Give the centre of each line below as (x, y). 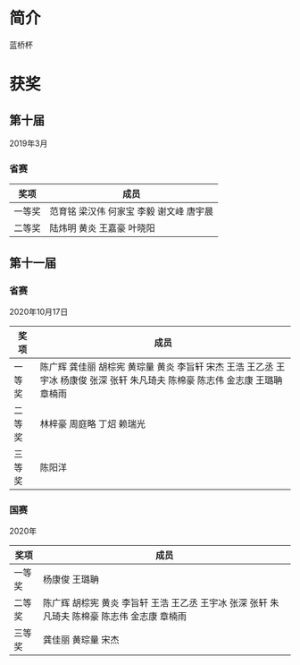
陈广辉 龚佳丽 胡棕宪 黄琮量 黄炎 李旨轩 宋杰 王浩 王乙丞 (157, 366)
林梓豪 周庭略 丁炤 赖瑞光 (92, 423)
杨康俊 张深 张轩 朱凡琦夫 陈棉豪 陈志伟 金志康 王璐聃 (171, 379)
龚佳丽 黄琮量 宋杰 (81, 640)
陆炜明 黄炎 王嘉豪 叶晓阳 (102, 228)
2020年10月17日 (39, 311)
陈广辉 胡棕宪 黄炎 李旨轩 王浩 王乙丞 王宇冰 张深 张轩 (155, 603)
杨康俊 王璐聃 (71, 580)
